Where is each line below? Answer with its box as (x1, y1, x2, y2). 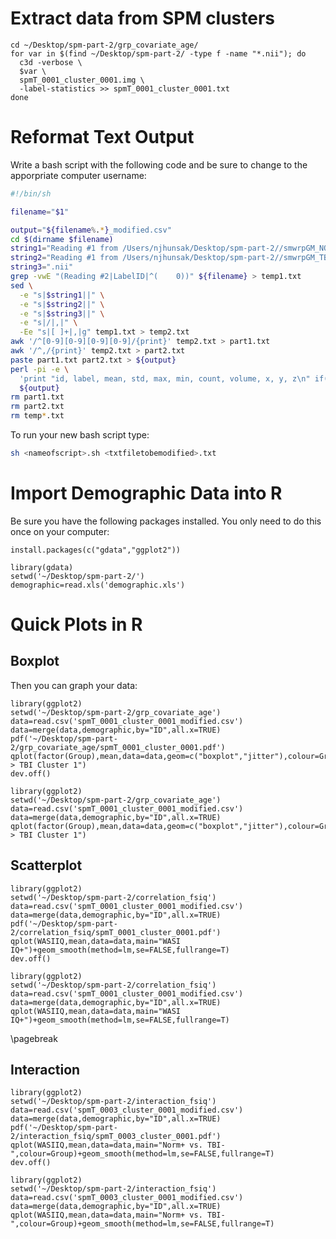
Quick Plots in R (10, 613, 143, 636)
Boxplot (10, 653, 60, 670)
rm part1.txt (10, 392, 65, 402)
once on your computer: (10, 525, 110, 537)
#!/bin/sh (10, 188, 52, 199)
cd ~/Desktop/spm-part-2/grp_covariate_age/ (10, 40, 199, 50)
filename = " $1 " (10, 207, 70, 217)
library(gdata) (10, 562, 74, 572)
